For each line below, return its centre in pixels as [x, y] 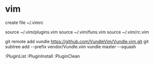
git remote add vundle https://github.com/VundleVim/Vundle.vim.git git [77, 41]
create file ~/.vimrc [24, 22]
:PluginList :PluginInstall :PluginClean [43, 56]
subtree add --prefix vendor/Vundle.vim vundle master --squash [71, 46]
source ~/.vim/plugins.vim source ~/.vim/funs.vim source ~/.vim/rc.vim [77, 32]
